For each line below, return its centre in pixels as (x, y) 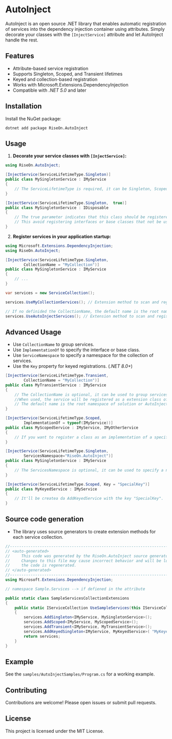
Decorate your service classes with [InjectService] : (70, 156)
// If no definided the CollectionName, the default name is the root (82, 311)
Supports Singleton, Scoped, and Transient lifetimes (68, 74)
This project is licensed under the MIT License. (55, 731)
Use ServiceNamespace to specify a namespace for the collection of (83, 355)
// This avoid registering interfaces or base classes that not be (88, 222)
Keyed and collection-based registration (55, 79)
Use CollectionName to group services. (53, 345)
